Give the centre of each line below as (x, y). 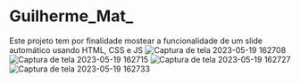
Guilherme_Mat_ (71, 16)
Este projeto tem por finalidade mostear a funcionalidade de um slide (136, 41)
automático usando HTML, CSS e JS (76, 49)
